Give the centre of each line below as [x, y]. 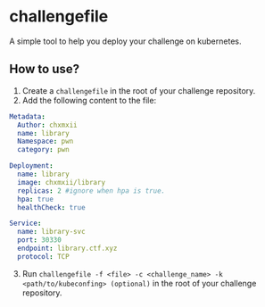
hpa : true [35, 199]
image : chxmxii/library [61, 182]
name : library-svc [52, 232]
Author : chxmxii [47, 125]
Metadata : [28, 116]
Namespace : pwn [46, 141]
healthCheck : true [52, 207]
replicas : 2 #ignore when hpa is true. [91, 191]
